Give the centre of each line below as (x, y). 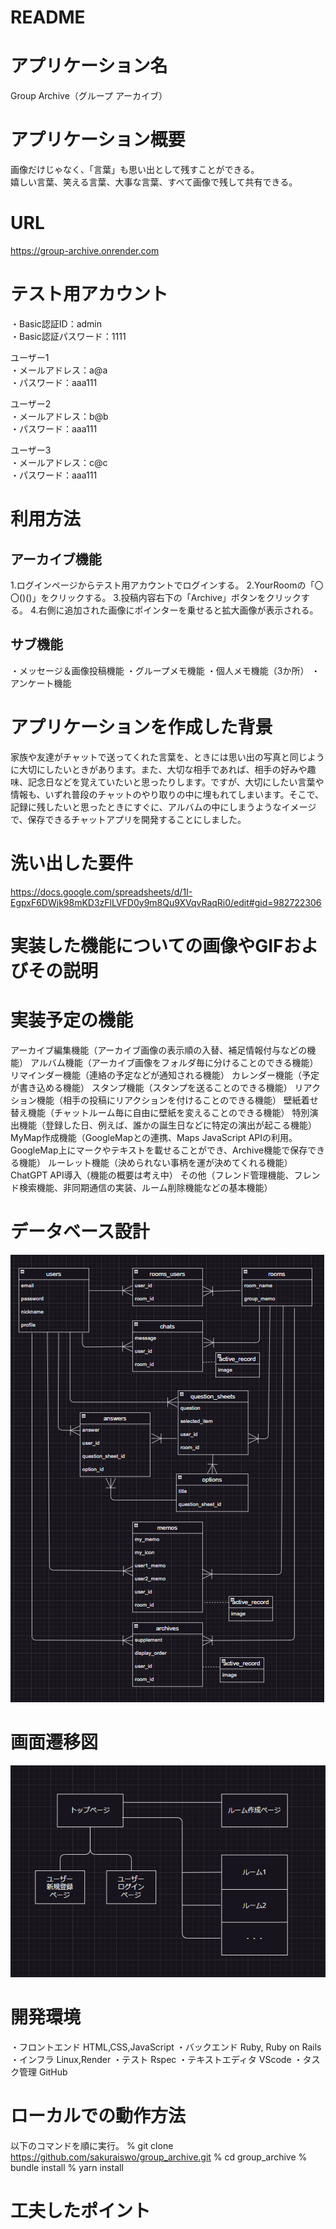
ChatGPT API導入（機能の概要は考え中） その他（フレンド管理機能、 (152, 1175)
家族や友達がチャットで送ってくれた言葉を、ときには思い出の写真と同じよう (167, 757)
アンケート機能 (41, 683)
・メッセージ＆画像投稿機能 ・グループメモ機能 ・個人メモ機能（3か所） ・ (165, 670)
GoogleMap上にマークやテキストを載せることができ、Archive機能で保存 (159, 1150)
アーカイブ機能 (56, 559)
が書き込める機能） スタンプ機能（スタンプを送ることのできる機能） (151, 1087)
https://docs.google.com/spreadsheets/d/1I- (101, 892)
